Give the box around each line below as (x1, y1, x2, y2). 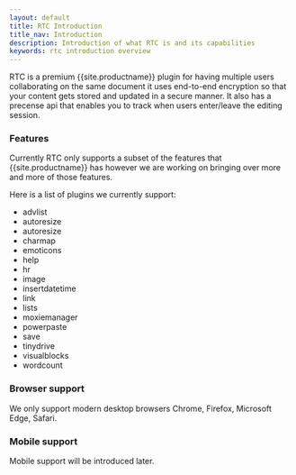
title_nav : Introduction (9, 30, 103, 39)
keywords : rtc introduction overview (9, 47, 151, 56)
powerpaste (22, 322, 67, 333)
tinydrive (22, 341, 56, 352)
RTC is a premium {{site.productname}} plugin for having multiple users (9, 71, 274, 82)
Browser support (9, 382, 85, 395)
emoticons (22, 245, 62, 256)
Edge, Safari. (9, 412, 58, 424)
